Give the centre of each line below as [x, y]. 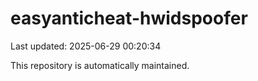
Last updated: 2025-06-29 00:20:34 [86, 46]
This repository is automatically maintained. [100, 65]
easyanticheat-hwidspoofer [129, 18]
